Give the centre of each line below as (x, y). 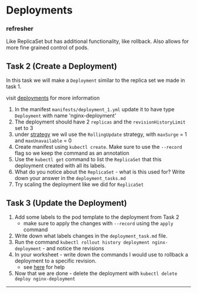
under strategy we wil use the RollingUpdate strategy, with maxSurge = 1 (101, 134)
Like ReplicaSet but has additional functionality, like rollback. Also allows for (98, 41)
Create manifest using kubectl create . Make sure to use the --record (98, 147)
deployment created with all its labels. (60, 166)
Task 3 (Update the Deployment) (67, 203)
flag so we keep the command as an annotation (72, 153)
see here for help (44, 267)
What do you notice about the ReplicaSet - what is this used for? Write (100, 172)
